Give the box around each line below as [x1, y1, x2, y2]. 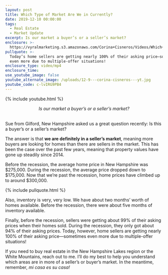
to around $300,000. [5, 177, 48, 183]
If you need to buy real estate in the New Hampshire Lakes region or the [5, 248, 153, 254]
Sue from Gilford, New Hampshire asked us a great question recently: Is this [5, 120, 161, 126]
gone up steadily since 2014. [5, 152, 64, 158]
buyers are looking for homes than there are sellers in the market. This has [5, 141, 159, 147]
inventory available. [5, 207, 45, 213]
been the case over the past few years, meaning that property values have [5, 146, 159, 152]
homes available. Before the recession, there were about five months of [5, 202, 152, 208]
